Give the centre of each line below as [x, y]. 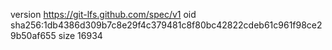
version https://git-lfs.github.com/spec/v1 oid [103, 14]
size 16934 [80, 35]
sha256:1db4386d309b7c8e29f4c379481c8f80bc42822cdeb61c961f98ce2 [166, 25]
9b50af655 [33, 35]
